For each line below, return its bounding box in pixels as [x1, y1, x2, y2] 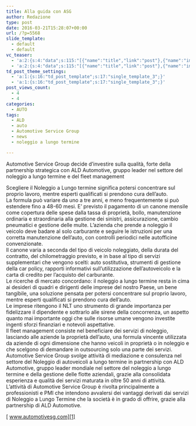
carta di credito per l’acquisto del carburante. [6, 271, 115, 278]
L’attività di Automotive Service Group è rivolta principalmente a [6, 383, 159, 390]
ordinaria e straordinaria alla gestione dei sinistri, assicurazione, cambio [6, 215, 178, 222]
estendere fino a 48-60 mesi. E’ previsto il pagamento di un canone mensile [6, 202, 188, 209]
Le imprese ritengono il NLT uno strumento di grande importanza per [6, 302, 171, 309]
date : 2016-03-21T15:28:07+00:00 [6, 25, 87, 31]
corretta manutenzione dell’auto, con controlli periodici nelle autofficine [6, 233, 177, 241]
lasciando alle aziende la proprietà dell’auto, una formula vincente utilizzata [6, 333, 187, 340]
